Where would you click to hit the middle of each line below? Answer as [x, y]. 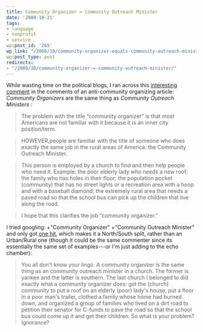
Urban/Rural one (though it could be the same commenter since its [89, 240]
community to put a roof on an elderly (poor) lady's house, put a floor [108, 290]
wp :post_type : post [31, 57]
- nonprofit [21, 34]
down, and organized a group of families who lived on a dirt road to [105, 304]
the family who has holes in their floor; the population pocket [97, 178]
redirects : [20, 62]
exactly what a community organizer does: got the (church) [95, 284]
